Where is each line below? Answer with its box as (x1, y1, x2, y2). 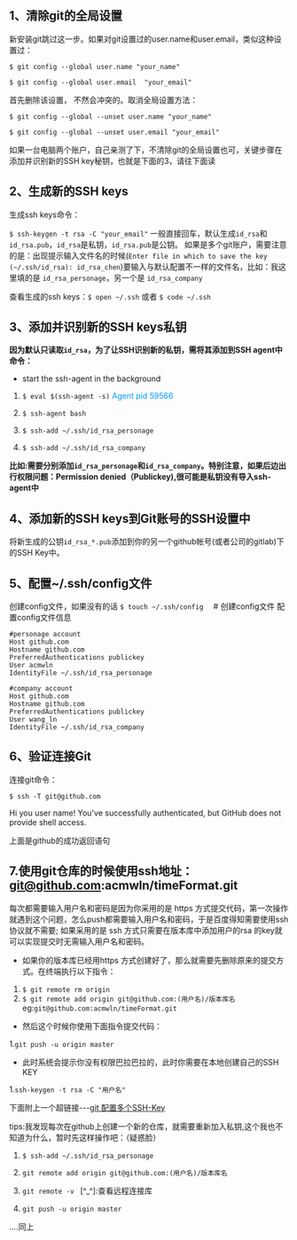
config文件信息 (16, 612, 72, 623)
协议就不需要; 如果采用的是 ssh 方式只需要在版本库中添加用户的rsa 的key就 (9, 924, 283, 935)
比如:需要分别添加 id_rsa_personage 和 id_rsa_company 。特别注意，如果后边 (9, 460, 279, 472)
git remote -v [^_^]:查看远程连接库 (21, 1185, 152, 1196)
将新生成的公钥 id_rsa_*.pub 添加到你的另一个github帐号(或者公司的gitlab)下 (9, 536, 285, 547)
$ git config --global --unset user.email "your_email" (9, 128, 220, 136)
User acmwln (9, 661, 53, 670)
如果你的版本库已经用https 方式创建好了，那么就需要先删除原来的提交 (21, 955, 277, 965)
